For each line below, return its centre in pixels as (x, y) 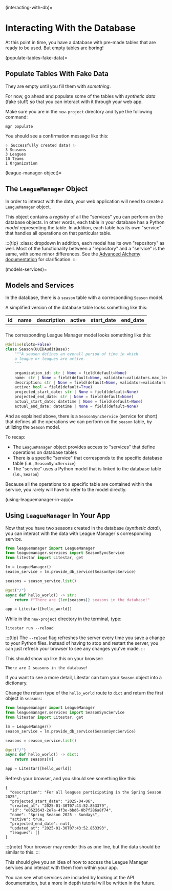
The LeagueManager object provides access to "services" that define (84, 447)
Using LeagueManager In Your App (58, 516)
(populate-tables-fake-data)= (36, 57)
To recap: (15, 437)
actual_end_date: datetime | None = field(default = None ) (77, 406)
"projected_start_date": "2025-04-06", (52, 801)
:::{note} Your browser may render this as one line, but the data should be (83, 847)
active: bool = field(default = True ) (54, 387)
